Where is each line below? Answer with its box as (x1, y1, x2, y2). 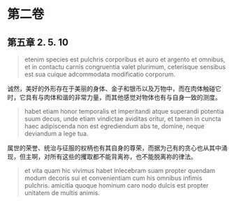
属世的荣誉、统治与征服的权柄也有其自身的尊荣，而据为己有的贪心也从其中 (7, 144, 221, 152)
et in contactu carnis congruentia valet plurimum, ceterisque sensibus (24, 63, 226, 70)
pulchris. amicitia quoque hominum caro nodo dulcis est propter (24, 181, 209, 189)
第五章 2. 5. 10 (7, 36, 68, 48)
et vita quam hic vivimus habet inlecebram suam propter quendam (24, 167, 215, 174)
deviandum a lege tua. (24, 130, 89, 137)
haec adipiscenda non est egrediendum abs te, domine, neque (24, 122, 205, 130)
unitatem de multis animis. (24, 189, 100, 197)
